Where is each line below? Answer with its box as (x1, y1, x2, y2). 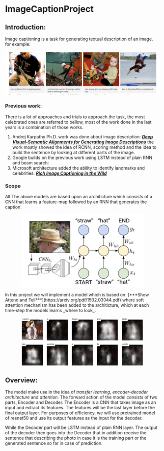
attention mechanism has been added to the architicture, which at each (5, 302, 149, 308)
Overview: (5, 376, 38, 384)
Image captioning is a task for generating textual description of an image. (5, 36, 153, 42)
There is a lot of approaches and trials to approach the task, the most (5, 114, 145, 120)
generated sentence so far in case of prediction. (5, 440, 103, 446)
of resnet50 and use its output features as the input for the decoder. (5, 415, 143, 421)
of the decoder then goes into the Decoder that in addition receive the (5, 429, 147, 435)
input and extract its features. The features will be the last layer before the (5, 404, 155, 410)
